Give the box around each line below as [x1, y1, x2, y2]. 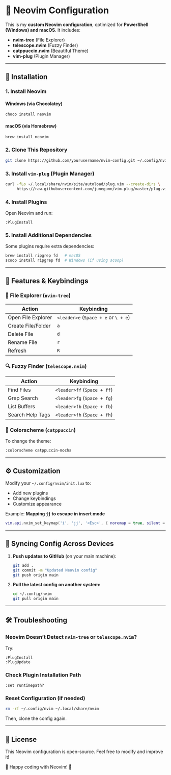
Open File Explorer [8, 314, 52, 321]
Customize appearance [12, 501, 62, 507]
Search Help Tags [8, 411, 50, 418]
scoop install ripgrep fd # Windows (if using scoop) [5, 258, 124, 263]
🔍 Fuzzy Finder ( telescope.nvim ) [5, 362, 87, 369]
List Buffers [8, 403, 36, 410]
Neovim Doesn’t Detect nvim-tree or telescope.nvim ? [5, 634, 137, 641]
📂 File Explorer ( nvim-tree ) [5, 292, 71, 299]
